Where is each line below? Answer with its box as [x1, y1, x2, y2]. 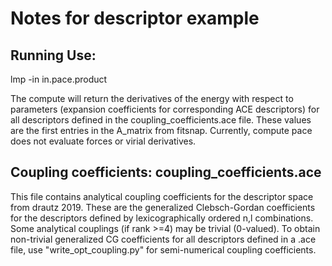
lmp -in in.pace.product [10, 73, 108, 85]
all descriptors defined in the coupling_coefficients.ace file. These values [10, 114, 312, 126]
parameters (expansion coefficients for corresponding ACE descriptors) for [10, 103, 320, 115]
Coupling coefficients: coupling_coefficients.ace [10, 164, 322, 181]
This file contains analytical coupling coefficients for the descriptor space [10, 190, 314, 202]
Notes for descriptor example [10, 7, 260, 30]
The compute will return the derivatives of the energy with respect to [10, 93, 294, 104]
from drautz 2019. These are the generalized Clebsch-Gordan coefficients [10, 201, 316, 213]
